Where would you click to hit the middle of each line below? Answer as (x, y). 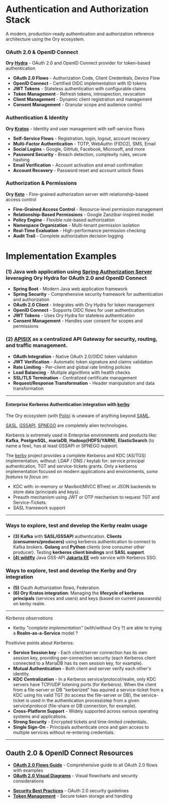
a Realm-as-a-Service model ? (45, 633)
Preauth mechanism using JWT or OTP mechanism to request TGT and (86, 497)
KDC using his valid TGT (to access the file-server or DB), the (76, 695)
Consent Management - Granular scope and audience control (77, 105)
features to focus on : (27, 477)
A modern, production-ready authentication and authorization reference (80, 34)
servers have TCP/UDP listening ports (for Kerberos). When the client (85, 685)
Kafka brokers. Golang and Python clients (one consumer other (79, 547)
